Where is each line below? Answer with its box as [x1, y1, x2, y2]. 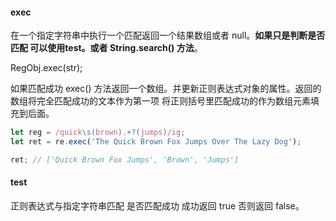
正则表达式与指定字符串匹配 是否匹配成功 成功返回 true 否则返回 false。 [10, 200, 305, 212]
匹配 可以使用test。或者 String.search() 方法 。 [10, 42, 203, 54]
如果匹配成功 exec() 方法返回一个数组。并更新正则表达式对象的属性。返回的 [10, 83, 322, 95]
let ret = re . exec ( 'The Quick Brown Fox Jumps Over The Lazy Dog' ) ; [10, 137, 302, 147]
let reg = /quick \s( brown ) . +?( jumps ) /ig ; [10, 128, 186, 138]
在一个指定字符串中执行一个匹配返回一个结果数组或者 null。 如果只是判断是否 [10, 29, 326, 42]
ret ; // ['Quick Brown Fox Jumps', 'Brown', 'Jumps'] [10, 154, 240, 165]
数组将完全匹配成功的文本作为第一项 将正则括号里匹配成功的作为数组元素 [10, 95, 311, 107]
